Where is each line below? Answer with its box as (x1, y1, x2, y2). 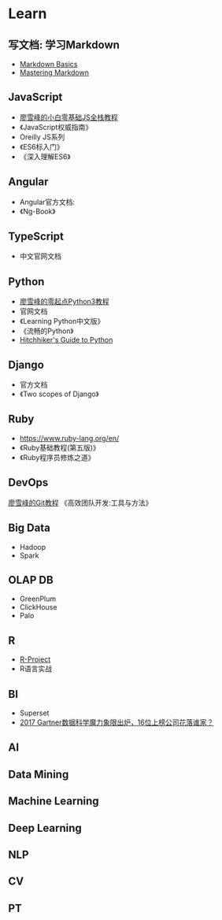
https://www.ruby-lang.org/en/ (19, 433, 120, 443)
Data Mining (8, 767, 69, 781)
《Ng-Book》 (19, 206, 56, 216)
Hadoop (19, 542, 46, 551)
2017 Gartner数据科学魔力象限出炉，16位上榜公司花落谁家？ (19, 718, 214, 727)
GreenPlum (19, 594, 57, 603)
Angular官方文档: (19, 197, 76, 206)
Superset (19, 708, 50, 718)
